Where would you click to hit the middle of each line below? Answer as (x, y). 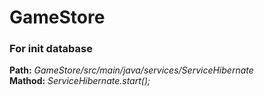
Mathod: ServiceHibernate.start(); (80, 81)
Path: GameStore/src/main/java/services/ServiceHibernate (131, 70)
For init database (51, 49)
